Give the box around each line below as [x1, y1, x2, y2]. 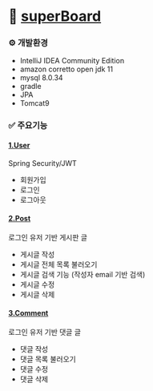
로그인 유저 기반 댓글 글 [8, 328, 82, 337]
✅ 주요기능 [8, 120, 48, 131]
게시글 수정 [19, 280, 55, 289]
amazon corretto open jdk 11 [19, 64, 114, 75]
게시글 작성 [19, 249, 55, 259]
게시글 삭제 [19, 289, 55, 299]
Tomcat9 [19, 99, 50, 108]
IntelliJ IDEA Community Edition [19, 56, 125, 66]
